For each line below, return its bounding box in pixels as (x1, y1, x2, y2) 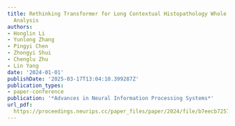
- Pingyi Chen (7, 43, 49, 50)
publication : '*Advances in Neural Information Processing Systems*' (7, 95, 215, 102)
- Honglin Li (7, 29, 45, 37)
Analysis (13, 17, 39, 24)
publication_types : (7, 82, 64, 89)
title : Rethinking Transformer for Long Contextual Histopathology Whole (7, 10, 227, 17)
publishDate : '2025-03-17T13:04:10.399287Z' (7, 75, 139, 83)
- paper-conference (7, 88, 64, 95)
